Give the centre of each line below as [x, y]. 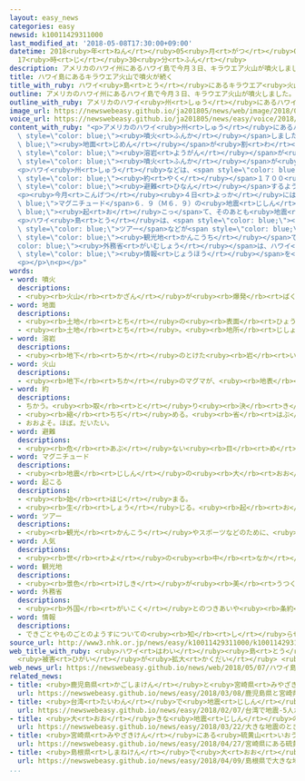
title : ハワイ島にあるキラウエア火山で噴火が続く [91, 77]
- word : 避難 [33, 431]
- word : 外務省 [36, 592]
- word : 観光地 [36, 567]
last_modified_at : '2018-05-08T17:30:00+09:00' [101, 43]
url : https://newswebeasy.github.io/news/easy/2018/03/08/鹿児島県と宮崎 [155, 693]
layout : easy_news [44, 18]
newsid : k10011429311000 [56, 35]
